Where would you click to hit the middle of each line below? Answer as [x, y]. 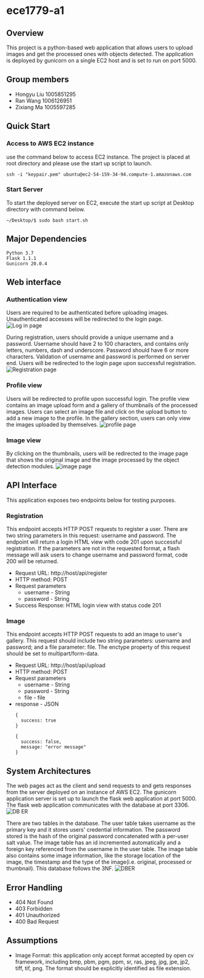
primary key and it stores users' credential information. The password [93, 830]
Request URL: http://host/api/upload [60, 665]
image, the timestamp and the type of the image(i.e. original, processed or [99, 862]
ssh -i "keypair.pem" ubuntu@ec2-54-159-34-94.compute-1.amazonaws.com [99, 174]
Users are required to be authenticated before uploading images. [87, 313]
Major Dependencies [46, 239]
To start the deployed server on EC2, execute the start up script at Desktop [100, 203]
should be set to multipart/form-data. [53, 654]
